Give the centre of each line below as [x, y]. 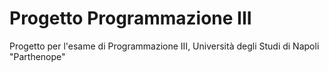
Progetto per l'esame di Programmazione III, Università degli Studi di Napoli [164, 46]
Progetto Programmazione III [130, 18]
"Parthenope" [37, 56]
